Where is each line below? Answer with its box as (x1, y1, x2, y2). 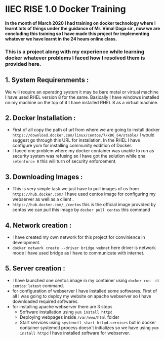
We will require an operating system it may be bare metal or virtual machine (5, 89, 159, 95)
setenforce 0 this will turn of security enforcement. (12, 158, 117, 164)
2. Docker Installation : (5, 114, 76, 122)
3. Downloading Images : (5, 172, 83, 181)
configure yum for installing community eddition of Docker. (12, 142, 132, 149)
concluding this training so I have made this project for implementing (5, 31, 150, 37)
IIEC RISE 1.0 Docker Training (5, 3, 126, 15)
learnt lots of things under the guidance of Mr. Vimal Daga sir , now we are (5, 25, 161, 31)
